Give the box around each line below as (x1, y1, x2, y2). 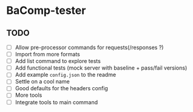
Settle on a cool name (15, 78, 70, 85)
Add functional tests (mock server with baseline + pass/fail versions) (15, 64, 188, 71)
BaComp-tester (6, 4, 86, 18)
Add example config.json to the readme (15, 71, 117, 79)
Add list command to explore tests (15, 58, 101, 65)
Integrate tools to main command (15, 98, 98, 106)
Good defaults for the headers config (15, 85, 108, 92)
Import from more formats (15, 51, 81, 58)
